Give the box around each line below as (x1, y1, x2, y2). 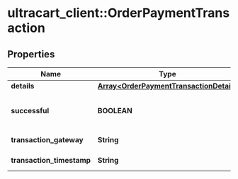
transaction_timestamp (11, 156, 91, 165)
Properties (7, 48, 55, 60)
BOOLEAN (97, 106, 133, 115)
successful (11, 106, 50, 115)
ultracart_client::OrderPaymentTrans (7, 5, 230, 21)
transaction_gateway (11, 135, 84, 144)
